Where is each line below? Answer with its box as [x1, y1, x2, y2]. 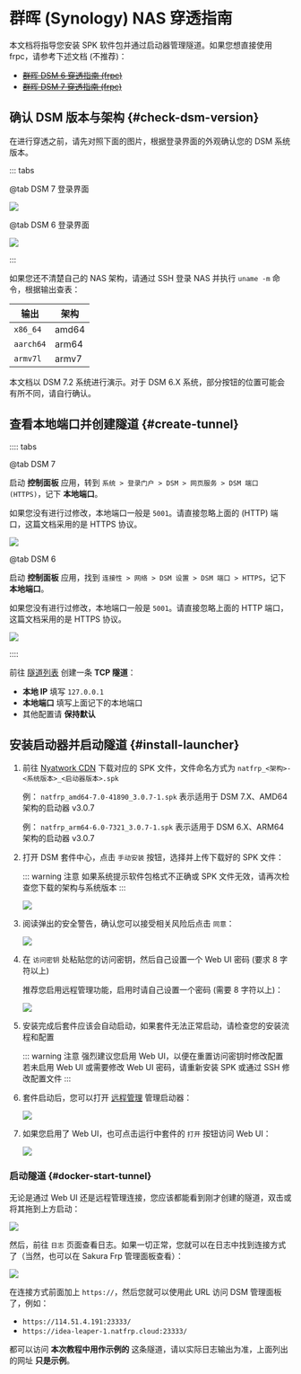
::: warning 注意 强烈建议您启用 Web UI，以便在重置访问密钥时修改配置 [21, 1050, 284, 1061]
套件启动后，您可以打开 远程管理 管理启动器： [21, 1093, 193, 1104]
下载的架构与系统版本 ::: [38, 882, 126, 893]
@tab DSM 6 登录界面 [9, 219, 90, 230]
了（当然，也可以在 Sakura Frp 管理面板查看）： [9, 1250, 184, 1261]
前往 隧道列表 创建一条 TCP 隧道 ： [9, 667, 136, 678]
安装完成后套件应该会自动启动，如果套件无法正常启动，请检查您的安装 [21, 1021, 282, 1032]
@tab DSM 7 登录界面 [9, 183, 90, 194]
